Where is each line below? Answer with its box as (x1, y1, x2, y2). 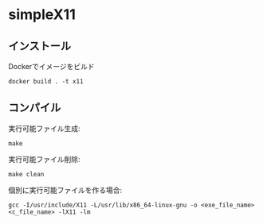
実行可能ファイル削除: (8, 154, 81, 164)
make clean (8, 170, 45, 178)
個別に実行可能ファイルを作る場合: (8, 185, 123, 195)
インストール (8, 39, 72, 52)
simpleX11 (8, 6, 76, 24)
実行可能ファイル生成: (8, 123, 81, 133)
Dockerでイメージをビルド (8, 62, 96, 71)
